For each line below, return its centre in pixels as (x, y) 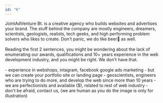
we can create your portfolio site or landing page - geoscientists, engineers (81, 75)
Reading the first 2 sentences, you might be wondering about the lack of (78, 49)
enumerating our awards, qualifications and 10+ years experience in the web (82, 54)
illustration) (16, 96)
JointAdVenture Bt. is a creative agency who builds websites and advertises (81, 23)
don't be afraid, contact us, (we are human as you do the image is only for (79, 90)
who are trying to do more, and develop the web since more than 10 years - (81, 80)
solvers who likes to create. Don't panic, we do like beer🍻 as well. (71, 39)
